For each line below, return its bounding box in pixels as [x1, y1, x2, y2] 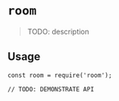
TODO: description [27, 26, 90, 36]
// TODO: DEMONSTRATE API [7, 85, 94, 93]
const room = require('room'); [7, 71, 113, 79]
